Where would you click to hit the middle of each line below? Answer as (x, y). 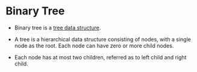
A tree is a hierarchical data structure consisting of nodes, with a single (102, 39)
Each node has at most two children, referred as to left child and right (100, 57)
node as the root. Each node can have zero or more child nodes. (94, 46)
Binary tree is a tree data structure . (58, 28)
